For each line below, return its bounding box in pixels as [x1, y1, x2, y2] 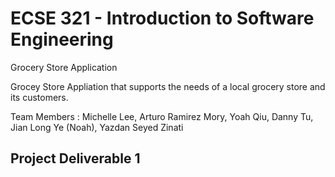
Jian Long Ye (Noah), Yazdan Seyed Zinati [10, 121, 184, 133]
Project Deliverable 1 [10, 150, 141, 167]
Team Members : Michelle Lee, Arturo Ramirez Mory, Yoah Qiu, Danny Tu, [10, 110, 314, 122]
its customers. [10, 91, 69, 103]
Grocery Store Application [10, 61, 118, 73]
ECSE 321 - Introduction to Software [10, 7, 315, 30]
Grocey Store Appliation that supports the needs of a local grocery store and [10, 80, 326, 92]
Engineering [10, 28, 114, 51]
